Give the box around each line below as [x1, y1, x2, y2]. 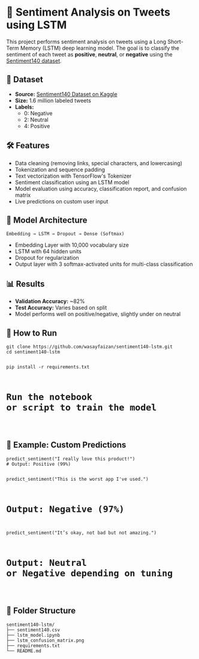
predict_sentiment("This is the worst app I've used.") [6, 476, 149, 482]
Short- [167, 38, 184, 45]
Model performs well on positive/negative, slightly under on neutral [14, 310, 181, 317]
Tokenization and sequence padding [14, 166, 105, 173]
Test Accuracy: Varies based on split [14, 304, 107, 311]
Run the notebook [6, 391, 93, 403]
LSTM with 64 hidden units [14, 248, 82, 255]
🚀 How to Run [6, 328, 58, 338]
